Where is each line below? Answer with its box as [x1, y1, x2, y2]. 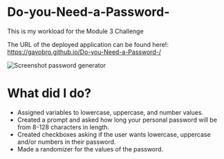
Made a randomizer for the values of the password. [17, 144, 164, 153]
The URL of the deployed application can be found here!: [7, 40, 169, 48]
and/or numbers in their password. [17, 138, 116, 146]
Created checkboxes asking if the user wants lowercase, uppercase [17, 130, 211, 138]
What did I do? [7, 86, 92, 101]
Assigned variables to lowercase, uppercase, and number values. [17, 108, 204, 116]
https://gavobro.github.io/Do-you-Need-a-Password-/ [7, 48, 161, 56]
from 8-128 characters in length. [17, 122, 109, 131]
